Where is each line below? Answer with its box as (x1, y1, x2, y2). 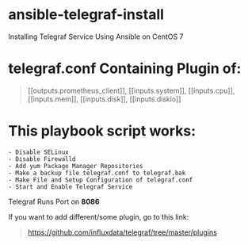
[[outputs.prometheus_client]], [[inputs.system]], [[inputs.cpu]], (27, 86, 235, 95)
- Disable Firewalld (8, 155, 77, 163)
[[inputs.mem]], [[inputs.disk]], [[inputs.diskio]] (27, 94, 181, 104)
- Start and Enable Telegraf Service (8, 182, 133, 191)
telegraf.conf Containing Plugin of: (8, 59, 242, 78)
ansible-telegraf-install (8, 6, 165, 24)
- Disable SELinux (8, 148, 69, 156)
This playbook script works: (8, 122, 196, 140)
